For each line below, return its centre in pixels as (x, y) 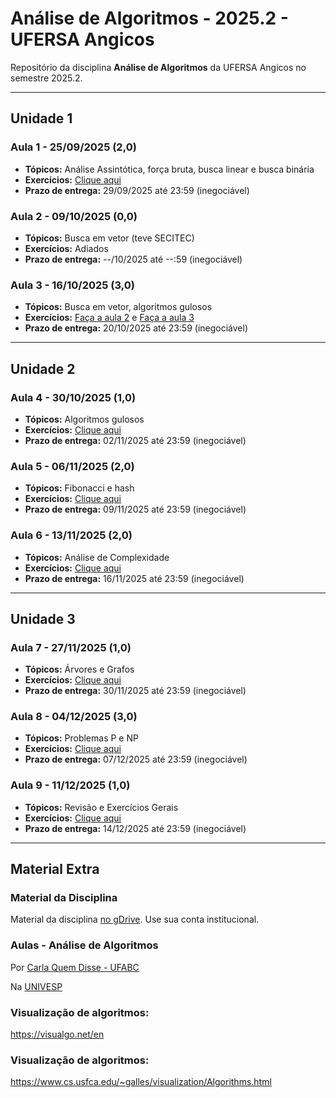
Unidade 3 (43, 618)
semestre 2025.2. (46, 78)
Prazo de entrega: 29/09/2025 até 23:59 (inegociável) (137, 190)
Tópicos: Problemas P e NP (81, 738)
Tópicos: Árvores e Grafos (79, 669)
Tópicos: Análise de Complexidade (97, 557)
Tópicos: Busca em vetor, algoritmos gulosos (118, 307)
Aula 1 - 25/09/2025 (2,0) (73, 147)
